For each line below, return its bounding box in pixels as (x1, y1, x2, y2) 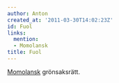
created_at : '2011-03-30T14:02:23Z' (7, 17, 113, 24)
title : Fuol (7, 49, 42, 56)
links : (7, 29, 26, 37)
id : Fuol (7, 23, 33, 30)
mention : (13, 36, 39, 43)
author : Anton (7, 10, 49, 17)
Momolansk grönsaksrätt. (7, 67, 81, 76)
